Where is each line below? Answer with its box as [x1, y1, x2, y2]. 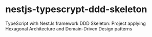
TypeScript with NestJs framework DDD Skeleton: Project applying [5, 20, 146, 26]
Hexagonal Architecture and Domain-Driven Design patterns [5, 25, 133, 31]
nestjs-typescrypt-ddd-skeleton [5, 4, 147, 15]
